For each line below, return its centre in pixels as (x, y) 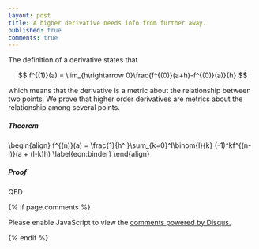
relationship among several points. (64, 108)
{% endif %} (28, 238)
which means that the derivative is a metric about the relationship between (129, 91)
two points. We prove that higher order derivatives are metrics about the (126, 99)
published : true (35, 30)
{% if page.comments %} (49, 207)
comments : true (33, 38)
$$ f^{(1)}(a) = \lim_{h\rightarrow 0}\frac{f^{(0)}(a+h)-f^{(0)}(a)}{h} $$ (133, 75)
